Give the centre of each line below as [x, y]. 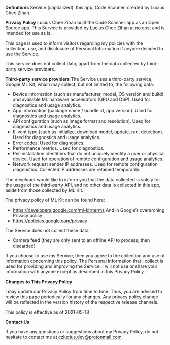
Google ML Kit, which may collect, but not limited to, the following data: [80, 84]
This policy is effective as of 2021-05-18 [47, 312]
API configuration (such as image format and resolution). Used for [81, 121]
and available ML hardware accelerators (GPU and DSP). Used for [81, 99]
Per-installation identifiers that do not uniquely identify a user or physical [89, 153]
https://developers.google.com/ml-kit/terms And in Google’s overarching [89, 210]
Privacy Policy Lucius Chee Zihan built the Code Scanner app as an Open [82, 23]
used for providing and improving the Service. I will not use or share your [81, 266]
